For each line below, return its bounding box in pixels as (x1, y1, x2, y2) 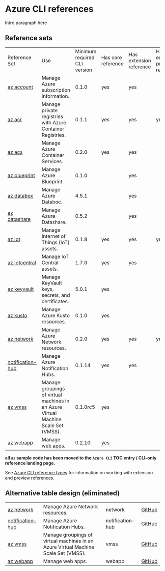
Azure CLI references (5, 3, 94, 15)
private (41, 107, 58, 114)
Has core (101, 54, 122, 61)
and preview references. (5, 475, 55, 481)
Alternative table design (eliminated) (5, 489, 120, 497)
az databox (7, 192, 33, 199)
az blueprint (7, 172, 35, 179)
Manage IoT (41, 253, 69, 260)
